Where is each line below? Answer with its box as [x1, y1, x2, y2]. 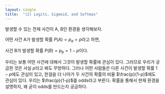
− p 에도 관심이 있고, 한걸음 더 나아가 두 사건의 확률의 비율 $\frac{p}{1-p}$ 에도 [5, 71, 156, 77]
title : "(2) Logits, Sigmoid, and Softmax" [5, 12, 98, 17]
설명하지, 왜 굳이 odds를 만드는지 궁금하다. [5, 84, 88, 90]
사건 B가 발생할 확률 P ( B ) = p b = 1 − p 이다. [5, 48, 89, 55]
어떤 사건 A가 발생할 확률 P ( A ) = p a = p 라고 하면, [5, 36, 100, 43]
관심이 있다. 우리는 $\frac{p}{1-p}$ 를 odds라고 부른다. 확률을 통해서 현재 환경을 [5, 77, 160, 84]
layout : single [5, 7, 36, 12]
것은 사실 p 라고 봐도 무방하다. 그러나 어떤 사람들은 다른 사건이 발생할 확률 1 [14, 65, 158, 71]
